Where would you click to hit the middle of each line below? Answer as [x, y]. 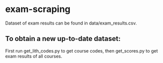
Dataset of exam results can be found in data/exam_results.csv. [71, 23]
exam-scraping [38, 9]
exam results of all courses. [34, 56]
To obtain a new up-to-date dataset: [63, 39]
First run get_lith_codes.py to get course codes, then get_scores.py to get [81, 50]
